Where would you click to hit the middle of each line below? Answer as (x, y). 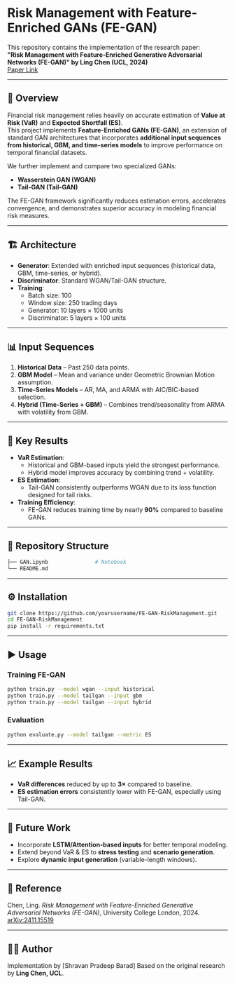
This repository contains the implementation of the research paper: (104, 47)
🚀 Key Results (38, 441)
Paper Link (23, 69)
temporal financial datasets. (47, 152)
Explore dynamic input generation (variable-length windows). (107, 860)
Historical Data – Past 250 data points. (73, 368)
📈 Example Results (50, 764)
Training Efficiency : (46, 502)
